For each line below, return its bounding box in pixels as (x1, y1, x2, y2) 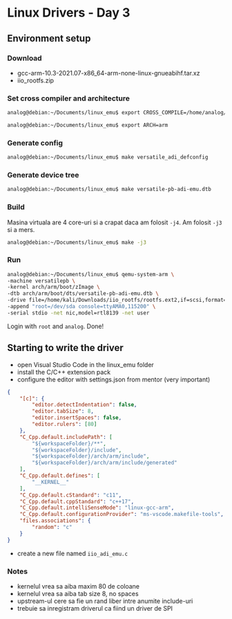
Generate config (7, 138, 64, 147)
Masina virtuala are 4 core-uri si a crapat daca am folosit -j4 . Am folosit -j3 (7, 218, 222, 226)
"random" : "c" (32, 524, 72, 531)
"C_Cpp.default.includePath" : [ (19, 433, 113, 440)
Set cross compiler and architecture (7, 93, 130, 103)
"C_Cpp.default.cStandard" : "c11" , (19, 492, 122, 499)
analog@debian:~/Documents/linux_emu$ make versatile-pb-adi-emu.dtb (7, 186, 212, 193)
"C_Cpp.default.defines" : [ (19, 472, 100, 479)
